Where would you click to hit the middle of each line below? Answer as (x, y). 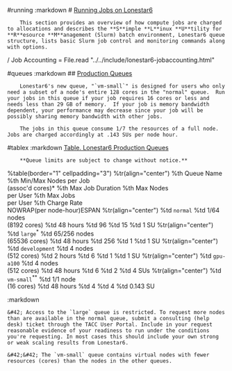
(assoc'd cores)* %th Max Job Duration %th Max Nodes (88, 188)
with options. (28, 47)
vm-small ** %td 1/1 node (42, 279)
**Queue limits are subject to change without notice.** (104, 160)
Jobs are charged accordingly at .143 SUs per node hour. (93, 135)
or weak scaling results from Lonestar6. (68, 343)
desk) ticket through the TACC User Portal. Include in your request (110, 325)
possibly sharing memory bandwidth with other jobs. (85, 117)
